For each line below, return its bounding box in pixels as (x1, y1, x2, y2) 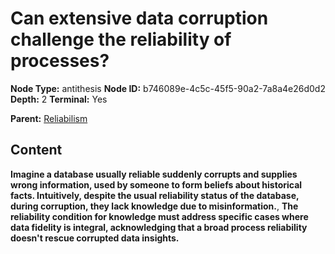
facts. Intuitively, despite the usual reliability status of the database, (10, 189, 300, 201)
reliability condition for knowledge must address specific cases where (10, 210, 309, 222)
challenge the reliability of (10, 28, 232, 51)
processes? (10, 50, 110, 72)
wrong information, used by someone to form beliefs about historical (10, 178, 303, 191)
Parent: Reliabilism (10, 112, 88, 124)
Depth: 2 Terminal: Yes (10, 93, 108, 105)
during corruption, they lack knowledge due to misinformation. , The (10, 200, 299, 212)
